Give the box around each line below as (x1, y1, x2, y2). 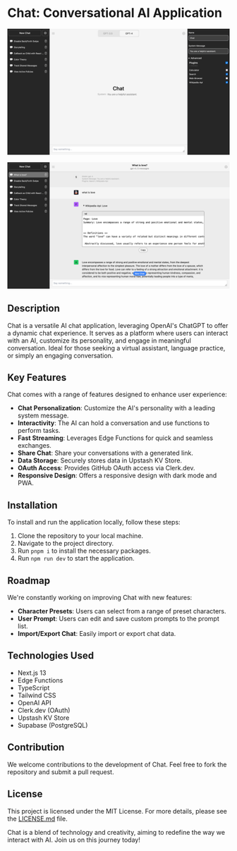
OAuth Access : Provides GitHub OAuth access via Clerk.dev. (17, 464, 195, 472)
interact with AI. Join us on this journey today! (7, 835, 141, 844)
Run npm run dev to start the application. (17, 554, 135, 563)
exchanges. (17, 441, 51, 450)
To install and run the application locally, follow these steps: (7, 518, 181, 527)
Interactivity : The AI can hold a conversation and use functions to (17, 419, 210, 427)
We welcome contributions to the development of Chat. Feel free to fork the (7, 760, 227, 769)
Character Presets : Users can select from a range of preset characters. (17, 607, 227, 616)
